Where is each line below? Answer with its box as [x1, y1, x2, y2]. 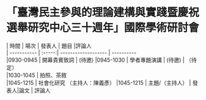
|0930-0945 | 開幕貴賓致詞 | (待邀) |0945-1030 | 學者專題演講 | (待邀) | [6, 56, 185, 63]
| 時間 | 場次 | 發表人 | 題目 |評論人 [6, 42, 92, 49]
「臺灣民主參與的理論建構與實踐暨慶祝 [6, 5, 200, 20]
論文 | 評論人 [18, 87, 51, 94]
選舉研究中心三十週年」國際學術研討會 [6, 21, 200, 35]
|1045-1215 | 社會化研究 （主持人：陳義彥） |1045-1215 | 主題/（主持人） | [6, 79, 191, 86]
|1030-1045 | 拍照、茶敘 [6, 71, 67, 79]
